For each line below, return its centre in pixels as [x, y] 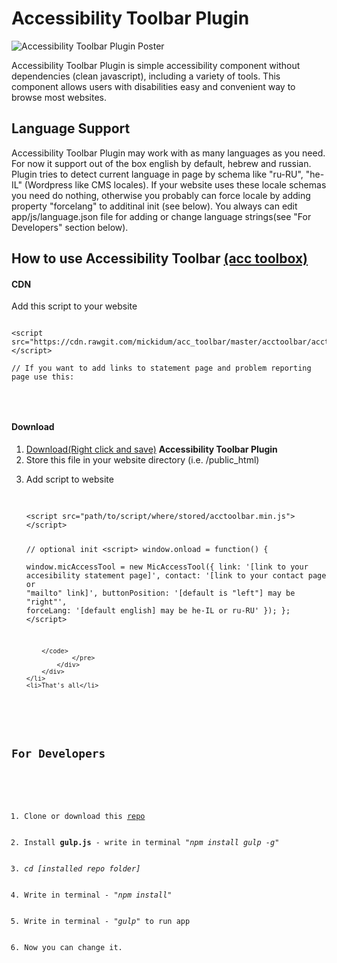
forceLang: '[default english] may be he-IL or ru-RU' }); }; [158, 611]
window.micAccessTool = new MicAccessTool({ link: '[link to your [167, 567]
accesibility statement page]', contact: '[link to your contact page [176, 576]
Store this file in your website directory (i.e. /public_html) [142, 459]
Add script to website [69, 479]
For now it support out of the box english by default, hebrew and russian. [161, 163]
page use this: [43, 377]
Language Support [71, 128]
